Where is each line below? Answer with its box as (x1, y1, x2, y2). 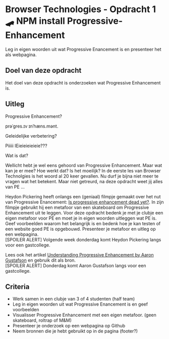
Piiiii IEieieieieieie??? (5, 143, 47, 149)
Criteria (5, 282, 30, 291)
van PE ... (5, 184, 25, 190)
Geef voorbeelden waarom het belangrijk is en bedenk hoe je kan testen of (5, 220, 161, 226)
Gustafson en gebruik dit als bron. (5, 257, 76, 263)
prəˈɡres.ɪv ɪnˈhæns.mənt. (5, 123, 59, 129)
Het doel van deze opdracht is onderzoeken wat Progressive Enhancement (5, 79, 161, 86)
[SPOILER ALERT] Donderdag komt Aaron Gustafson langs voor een (5, 262, 146, 269)
